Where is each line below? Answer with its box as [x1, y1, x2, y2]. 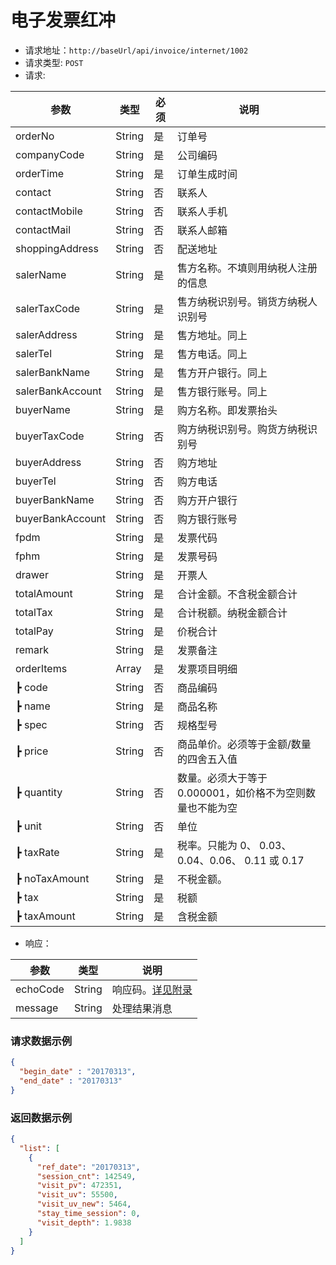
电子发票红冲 [10, 9, 117, 32]
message [15, 1001, 59, 1015]
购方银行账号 [176, 512, 238, 526]
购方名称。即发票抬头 [176, 403, 278, 417]
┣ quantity [15, 785, 63, 799]
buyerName [15, 402, 71, 416]
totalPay [15, 624, 54, 638]
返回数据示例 [10, 1111, 73, 1125]
